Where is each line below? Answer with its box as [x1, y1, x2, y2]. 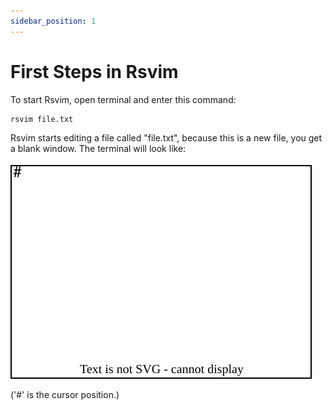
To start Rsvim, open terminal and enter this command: [10, 93, 237, 105]
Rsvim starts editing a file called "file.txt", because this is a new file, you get [10, 132, 323, 144]
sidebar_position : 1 [10, 16, 97, 26]
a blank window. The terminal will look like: [10, 143, 187, 155]
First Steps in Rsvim [10, 60, 179, 83]
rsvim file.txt [10, 114, 74, 124]
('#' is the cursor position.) [10, 389, 120, 401]
